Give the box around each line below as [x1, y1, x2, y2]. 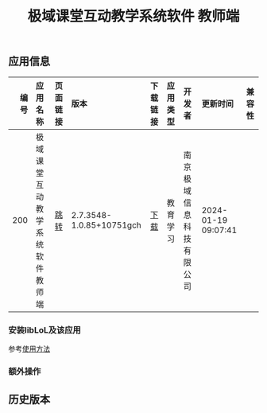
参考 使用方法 [8, 344, 50, 353]
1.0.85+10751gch [71, 220, 141, 231]
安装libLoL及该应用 [8, 324, 81, 335]
